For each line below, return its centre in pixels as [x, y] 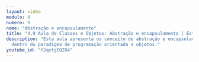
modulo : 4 [18, 17]
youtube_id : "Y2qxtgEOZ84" [39, 50]
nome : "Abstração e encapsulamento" [51, 28]
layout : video [24, 12]
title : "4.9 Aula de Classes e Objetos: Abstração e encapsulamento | [95, 34]
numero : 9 [18, 22]
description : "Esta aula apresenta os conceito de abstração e [86, 39]
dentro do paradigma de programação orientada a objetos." [86, 45]
